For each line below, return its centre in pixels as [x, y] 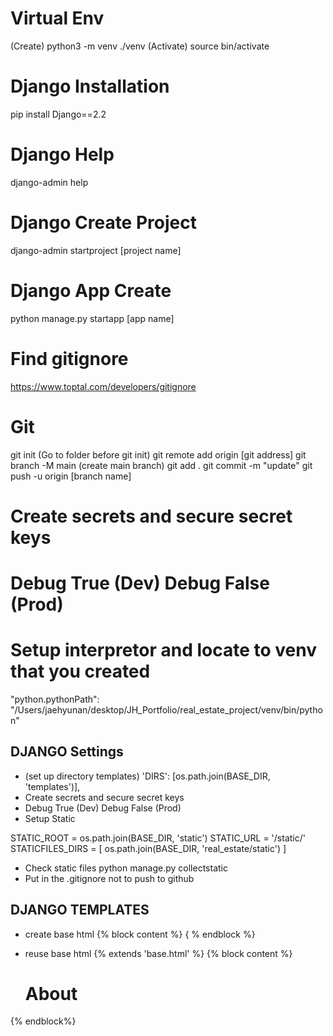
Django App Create [91, 290]
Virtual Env [57, 18]
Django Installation [90, 86]
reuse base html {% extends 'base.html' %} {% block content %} [158, 953]
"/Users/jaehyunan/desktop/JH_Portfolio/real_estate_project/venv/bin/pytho [166, 709]
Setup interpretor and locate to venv [164, 650]
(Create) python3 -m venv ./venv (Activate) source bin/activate [140, 46]
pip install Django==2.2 [58, 114]
